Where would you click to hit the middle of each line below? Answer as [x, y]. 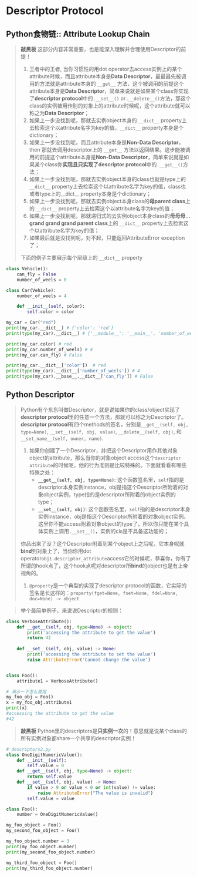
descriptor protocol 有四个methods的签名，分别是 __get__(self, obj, [104, 424]
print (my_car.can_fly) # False [44, 355]
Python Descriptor [40, 395]
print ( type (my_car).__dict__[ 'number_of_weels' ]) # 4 [73, 371]
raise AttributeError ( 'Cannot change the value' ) [89, 660]
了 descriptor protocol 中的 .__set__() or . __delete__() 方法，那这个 [110, 98]
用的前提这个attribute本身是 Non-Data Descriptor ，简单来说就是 [106, 157]
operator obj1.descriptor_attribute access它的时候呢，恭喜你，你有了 [106, 558]
